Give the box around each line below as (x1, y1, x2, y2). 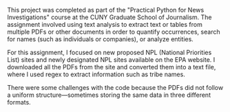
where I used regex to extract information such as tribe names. (7, 70, 186, 78)
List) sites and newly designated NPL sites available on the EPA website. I (7, 56, 216, 64)
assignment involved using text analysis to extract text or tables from (7, 21, 203, 28)
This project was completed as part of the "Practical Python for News (7, 6, 205, 14)
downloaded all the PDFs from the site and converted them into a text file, (7, 63, 216, 71)
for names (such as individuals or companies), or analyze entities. (7, 35, 194, 43)
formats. (7, 98, 31, 106)
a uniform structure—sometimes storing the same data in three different (7, 91, 211, 99)
